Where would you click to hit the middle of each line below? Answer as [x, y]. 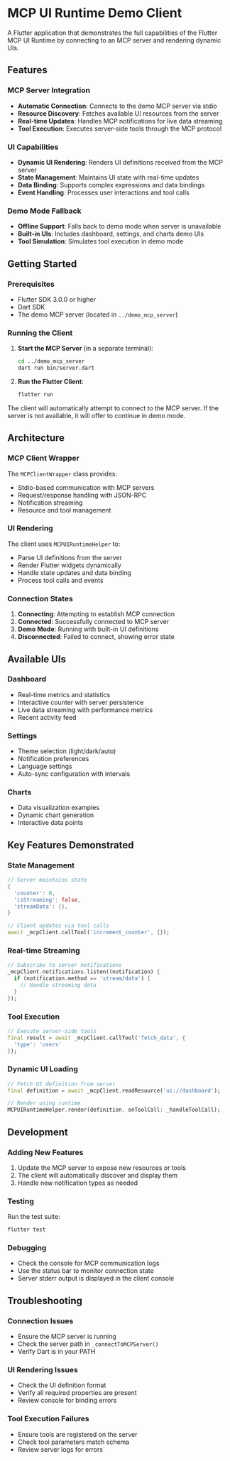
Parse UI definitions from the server [70, 557]
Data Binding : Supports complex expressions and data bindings [111, 185]
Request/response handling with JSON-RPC [82, 495]
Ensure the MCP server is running [67, 1337]
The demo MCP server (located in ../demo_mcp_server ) [98, 314]
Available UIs [37, 659]
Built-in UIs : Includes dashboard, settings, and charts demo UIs [111, 234]
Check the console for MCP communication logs [88, 1263]
